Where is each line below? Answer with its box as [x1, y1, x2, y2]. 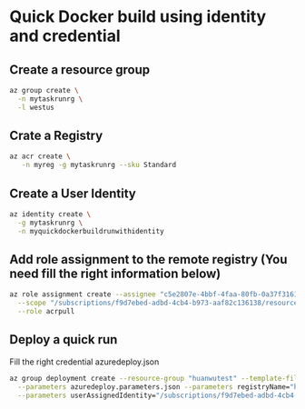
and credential [9, 25, 121, 46]
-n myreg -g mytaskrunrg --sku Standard [21, 161, 177, 170]
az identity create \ [9, 210, 92, 219]
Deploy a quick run [9, 332, 118, 347]
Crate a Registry [9, 128, 103, 144]
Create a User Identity [9, 185, 136, 201]
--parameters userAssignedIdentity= [17, 391, 156, 400]
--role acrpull [17, 307, 75, 316]
